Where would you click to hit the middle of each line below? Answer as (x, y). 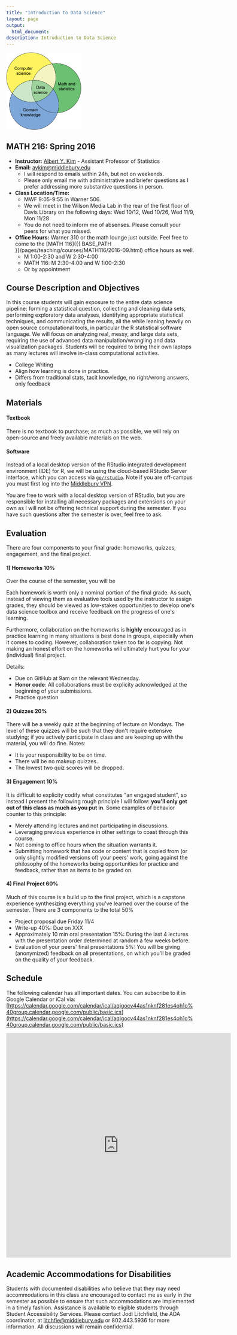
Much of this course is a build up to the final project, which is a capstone (96, 897)
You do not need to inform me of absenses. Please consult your (102, 224)
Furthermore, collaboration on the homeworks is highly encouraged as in (96, 630)
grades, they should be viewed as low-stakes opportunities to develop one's (100, 605)
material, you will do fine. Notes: (46, 744)
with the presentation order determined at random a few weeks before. (102, 940)
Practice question (37, 697)
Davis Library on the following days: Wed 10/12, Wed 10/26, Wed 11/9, (109, 212)
